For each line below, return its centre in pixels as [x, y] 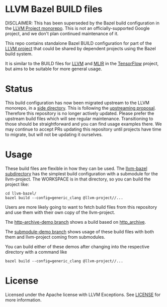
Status [19, 89]
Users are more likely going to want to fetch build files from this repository [81, 207]
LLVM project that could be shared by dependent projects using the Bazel [81, 48]
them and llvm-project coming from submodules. [55, 237]
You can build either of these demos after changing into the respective [77, 246]
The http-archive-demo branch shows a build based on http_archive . [76, 222]
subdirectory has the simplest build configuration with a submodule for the [82, 173]
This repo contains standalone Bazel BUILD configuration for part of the [79, 43]
